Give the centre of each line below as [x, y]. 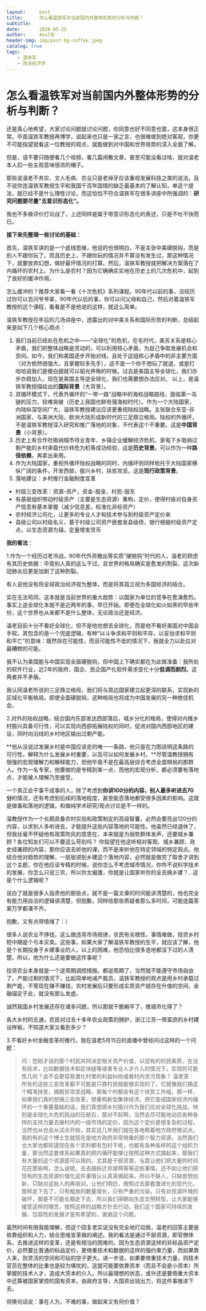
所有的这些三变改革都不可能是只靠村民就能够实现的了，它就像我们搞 [107, 1084]
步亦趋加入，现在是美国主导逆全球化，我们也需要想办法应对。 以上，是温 [107, 379]
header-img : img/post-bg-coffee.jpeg [54, 40]
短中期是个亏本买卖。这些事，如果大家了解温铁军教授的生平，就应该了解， [100, 942]
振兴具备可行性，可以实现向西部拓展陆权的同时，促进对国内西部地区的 [100, 726]
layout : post [28, 12]
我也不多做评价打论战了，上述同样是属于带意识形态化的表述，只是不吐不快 [100, 214]
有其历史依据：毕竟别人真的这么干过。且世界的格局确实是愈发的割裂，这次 [100, 564]
